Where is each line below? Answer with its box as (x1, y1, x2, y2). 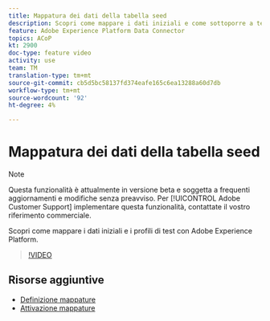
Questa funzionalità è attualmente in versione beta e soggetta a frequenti (8, 185, 251, 195)
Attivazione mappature (19, 303, 96, 313)
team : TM (8, 64, 38, 72)
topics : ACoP (8, 34, 52, 43)
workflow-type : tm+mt (8, 86, 81, 95)
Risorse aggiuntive (8, 274, 104, 287)
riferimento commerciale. (8, 210, 92, 221)
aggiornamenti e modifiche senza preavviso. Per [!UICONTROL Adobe (8, 193, 241, 203)
